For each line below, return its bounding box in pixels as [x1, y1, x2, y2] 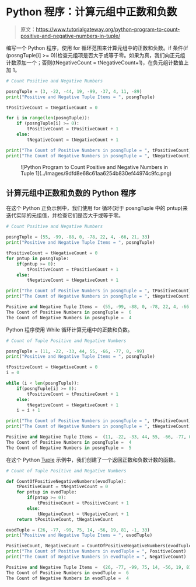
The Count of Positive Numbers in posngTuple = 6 [6, 309, 132, 315]
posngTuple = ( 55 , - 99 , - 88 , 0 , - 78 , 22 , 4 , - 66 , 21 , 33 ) [6, 234, 150, 240]
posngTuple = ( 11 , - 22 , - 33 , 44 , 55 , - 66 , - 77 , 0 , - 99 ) [6, 348, 145, 354]
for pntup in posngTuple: [6, 255, 69, 261]
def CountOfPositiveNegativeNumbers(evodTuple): [6, 478, 127, 484]
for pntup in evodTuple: [16, 489, 77, 495]
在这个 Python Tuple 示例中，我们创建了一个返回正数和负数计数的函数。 [6, 456, 179, 463]
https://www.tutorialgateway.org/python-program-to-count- [36, 26, 180, 33]
